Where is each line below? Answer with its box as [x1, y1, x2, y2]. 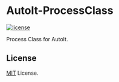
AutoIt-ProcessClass [6, 4, 114, 18]
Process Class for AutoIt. [6, 35, 68, 43]
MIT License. [6, 69, 39, 77]
